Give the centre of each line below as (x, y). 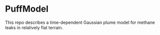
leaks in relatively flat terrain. (34, 27)
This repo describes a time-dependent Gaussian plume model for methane (80, 22)
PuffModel (27, 9)
